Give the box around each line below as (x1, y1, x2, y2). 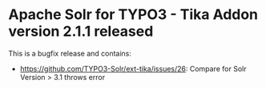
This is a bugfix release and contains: (8, 48, 132, 58)
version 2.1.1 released (8, 22, 154, 40)
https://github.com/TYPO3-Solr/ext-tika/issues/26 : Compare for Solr (19, 63, 247, 73)
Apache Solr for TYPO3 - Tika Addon (8, 6, 259, 24)
